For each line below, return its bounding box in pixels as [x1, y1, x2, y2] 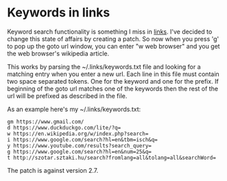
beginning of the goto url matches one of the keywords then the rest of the [7, 84, 218, 93]
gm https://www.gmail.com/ [7, 118, 84, 125]
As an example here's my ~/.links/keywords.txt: [7, 105, 141, 113]
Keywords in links [7, 5, 110, 21]
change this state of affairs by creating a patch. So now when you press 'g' [7, 34, 219, 43]
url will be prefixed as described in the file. [7, 91, 128, 100]
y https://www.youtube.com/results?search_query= [7, 142, 152, 149]
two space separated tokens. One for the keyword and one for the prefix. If [7, 77, 219, 85]
